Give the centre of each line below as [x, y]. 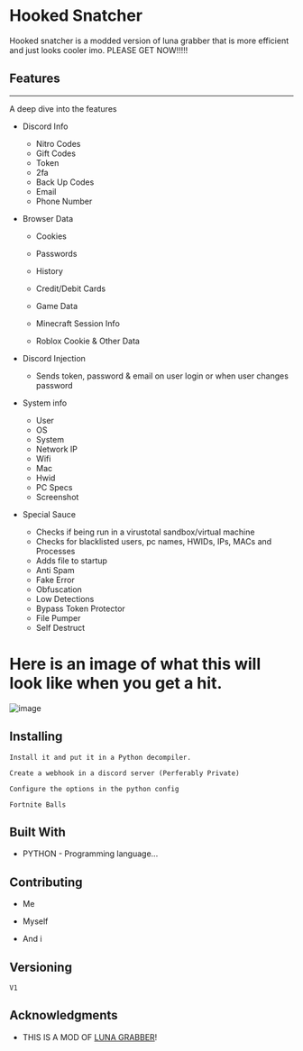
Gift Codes [56, 153]
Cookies [51, 236]
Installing [36, 737]
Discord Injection [54, 358]
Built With [37, 832]
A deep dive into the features [63, 108]
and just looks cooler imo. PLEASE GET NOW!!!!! [99, 50]
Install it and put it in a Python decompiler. [101, 757]
